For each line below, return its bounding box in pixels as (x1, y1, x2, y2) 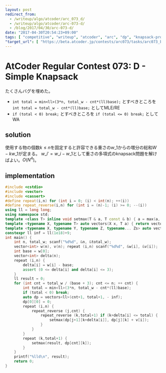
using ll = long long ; (5, 208, 52, 213)
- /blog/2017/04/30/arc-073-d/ (9, 26, 74, 31)
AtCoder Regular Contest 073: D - (5, 60, 146, 72)
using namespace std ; (5, 212, 50, 217)
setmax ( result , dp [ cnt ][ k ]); (31, 340, 92, 345)
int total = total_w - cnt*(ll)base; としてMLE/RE (12, 105, 120, 111)
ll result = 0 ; (14, 276, 45, 281)
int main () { (5, 235, 32, 240)
